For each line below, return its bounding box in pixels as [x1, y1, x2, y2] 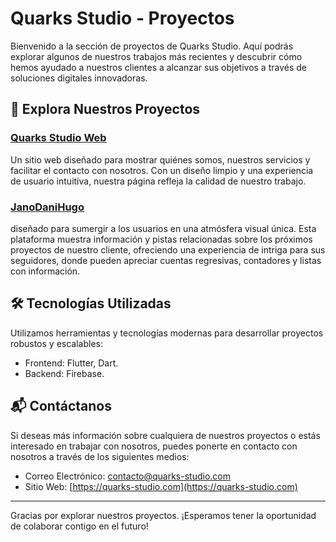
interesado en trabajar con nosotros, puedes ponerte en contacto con [10, 440, 298, 452]
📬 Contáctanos [10, 398, 112, 415]
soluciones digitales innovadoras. [10, 72, 148, 84]
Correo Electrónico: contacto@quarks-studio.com [24, 470, 231, 482]
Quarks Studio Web [10, 131, 107, 145]
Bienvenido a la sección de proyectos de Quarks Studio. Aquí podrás [10, 40, 294, 52]
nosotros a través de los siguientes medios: [10, 450, 190, 462]
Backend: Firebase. [24, 367, 105, 379]
